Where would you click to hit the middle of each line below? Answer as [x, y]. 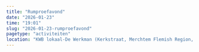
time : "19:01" [24, 23]
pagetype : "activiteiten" [38, 34]
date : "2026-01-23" [30, 17]
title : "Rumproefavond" [36, 12]
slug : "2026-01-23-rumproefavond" [49, 28]
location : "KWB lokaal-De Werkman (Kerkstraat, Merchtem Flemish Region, [100, 39]
